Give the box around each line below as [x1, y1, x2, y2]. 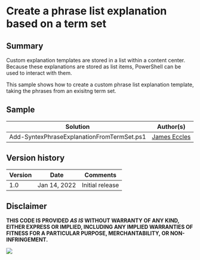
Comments [84, 171, 116, 179]
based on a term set [6, 17, 107, 31]
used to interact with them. [6, 69, 72, 76]
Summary [6, 41, 44, 51]
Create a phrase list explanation [6, 4, 167, 18]
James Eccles [152, 132, 191, 141]
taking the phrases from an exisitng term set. [6, 87, 116, 94]
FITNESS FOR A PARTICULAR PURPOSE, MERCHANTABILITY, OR [6, 229, 170, 237]
